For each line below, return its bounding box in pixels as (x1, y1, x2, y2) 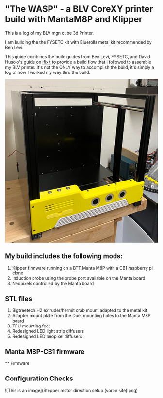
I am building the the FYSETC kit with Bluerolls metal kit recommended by (5, 39, 152, 45)
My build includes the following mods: (5, 252, 123, 260)
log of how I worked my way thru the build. (5, 69, 91, 75)
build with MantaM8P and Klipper (5, 14, 143, 25)
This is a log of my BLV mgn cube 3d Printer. (5, 30, 94, 36)
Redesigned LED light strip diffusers (12, 328, 84, 334)
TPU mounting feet (12, 323, 50, 329)
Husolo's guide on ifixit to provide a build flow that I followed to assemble (5, 59, 151, 65)
